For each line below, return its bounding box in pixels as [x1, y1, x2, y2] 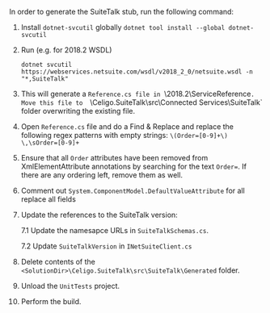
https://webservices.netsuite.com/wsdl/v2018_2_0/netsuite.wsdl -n [20, 68, 253, 76]
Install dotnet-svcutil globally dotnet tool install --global [20, 23, 226, 31]
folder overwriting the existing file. [20, 106, 136, 115]
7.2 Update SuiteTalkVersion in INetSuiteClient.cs [20, 241, 192, 251]
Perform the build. [20, 297, 82, 306]
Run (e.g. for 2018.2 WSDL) [20, 45, 112, 55]
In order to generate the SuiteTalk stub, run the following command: [9, 7, 234, 16]
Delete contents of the [20, 257, 96, 266]
